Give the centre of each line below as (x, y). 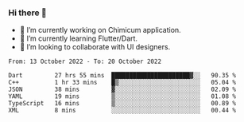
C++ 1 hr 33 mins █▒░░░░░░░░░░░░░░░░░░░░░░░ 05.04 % (122, 83)
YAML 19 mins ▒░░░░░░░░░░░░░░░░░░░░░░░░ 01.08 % (122, 96)
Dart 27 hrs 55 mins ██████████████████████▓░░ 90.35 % (122, 76)
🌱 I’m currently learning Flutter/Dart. (78, 38)
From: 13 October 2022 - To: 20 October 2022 (85, 62)
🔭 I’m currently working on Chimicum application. (100, 30)
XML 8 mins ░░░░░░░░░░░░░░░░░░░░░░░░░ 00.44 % (122, 111)
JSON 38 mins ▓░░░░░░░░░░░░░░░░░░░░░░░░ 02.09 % (122, 90)
